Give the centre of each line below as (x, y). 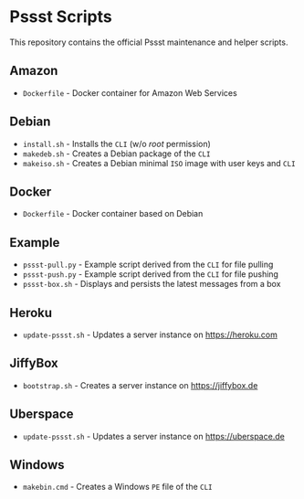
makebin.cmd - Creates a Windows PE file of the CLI (117, 487)
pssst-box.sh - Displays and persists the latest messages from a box (152, 284)
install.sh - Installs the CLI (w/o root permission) (117, 143)
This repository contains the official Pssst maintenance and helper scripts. (149, 42)
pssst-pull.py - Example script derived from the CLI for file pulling (148, 265)
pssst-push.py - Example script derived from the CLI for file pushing (150, 274)
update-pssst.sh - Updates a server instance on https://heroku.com (150, 334)
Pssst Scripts (61, 17)
